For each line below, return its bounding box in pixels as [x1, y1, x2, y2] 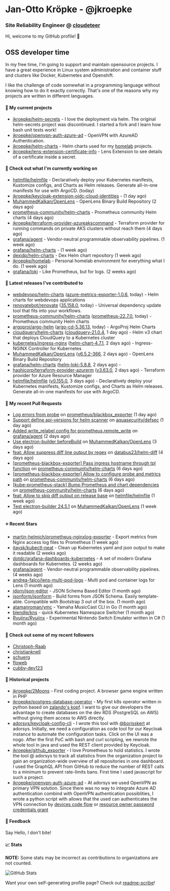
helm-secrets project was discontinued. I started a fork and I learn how [12, 121, 161, 128]
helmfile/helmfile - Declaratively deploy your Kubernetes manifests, [12, 176, 154, 182]
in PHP [12, 693, 27, 699]
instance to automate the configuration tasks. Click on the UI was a [12, 731, 153, 737]
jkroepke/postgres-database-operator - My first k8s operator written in [12, 698, 161, 704]
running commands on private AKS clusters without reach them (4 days [12, 225, 162, 231]
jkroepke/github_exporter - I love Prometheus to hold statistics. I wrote [12, 747, 160, 753]
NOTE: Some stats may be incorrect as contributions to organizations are [5, 855, 158, 861]
